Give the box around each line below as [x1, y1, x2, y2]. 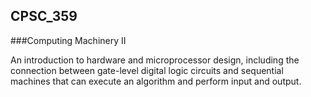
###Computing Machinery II [10, 34, 127, 46]
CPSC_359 [10, 8, 78, 25]
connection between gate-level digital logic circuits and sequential [10, 64, 284, 76]
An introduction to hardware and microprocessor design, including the [10, 54, 300, 66]
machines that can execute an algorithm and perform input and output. [10, 75, 302, 87]
